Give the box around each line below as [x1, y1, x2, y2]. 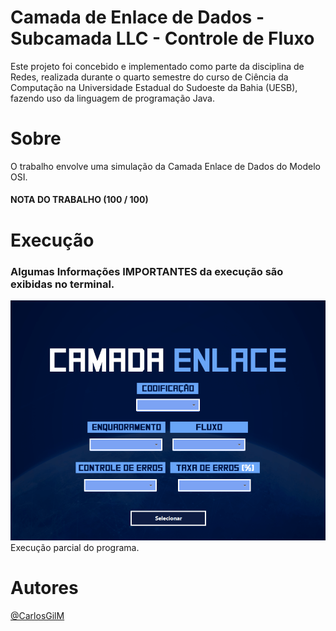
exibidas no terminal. [10, 277, 115, 291]
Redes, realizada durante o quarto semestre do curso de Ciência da [10, 71, 289, 83]
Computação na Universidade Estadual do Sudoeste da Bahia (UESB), [10, 81, 298, 93]
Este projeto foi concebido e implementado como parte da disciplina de [10, 60, 305, 72]
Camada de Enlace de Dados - [10, 6, 265, 29]
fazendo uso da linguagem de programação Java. [10, 92, 215, 104]
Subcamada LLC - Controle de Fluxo [10, 27, 315, 50]
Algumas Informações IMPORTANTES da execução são [10, 264, 284, 278]
